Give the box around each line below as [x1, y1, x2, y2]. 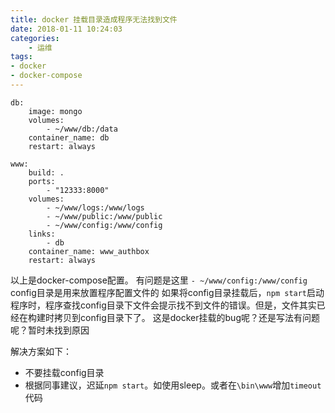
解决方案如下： [10, 345, 72, 357]
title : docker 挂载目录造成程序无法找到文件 [10, 14, 178, 25]
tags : [10, 52, 33, 62]
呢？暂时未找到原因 [10, 324, 90, 336]
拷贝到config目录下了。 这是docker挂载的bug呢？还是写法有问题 [53, 311, 320, 323]
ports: [28, 176, 56, 186]
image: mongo [28, 106, 83, 116]
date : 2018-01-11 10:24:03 [10, 24, 123, 34]
